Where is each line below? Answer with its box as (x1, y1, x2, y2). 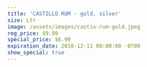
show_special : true (7, 50, 65, 57)
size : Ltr (7, 17, 37, 24)
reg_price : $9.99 (7, 29, 59, 37)
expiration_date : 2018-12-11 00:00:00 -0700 (7, 43, 141, 50)
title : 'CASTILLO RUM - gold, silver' (7, 10, 122, 17)
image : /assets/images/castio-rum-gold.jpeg (7, 23, 141, 30)
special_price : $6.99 (7, 36, 71, 43)
